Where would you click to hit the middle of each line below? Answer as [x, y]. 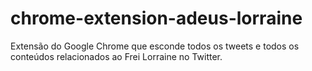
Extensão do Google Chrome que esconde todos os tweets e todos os [155, 46]
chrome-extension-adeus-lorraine [156, 18]
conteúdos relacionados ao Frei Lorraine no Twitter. [116, 56]
